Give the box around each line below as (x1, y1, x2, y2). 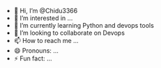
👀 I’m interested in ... (13, 14, 73, 22)
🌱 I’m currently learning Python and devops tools (13, 22, 155, 29)
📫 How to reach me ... (13, 37, 79, 44)
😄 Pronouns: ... (13, 46, 59, 55)
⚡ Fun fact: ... (13, 54, 52, 62)
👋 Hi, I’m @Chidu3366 (13, 7, 78, 15)
